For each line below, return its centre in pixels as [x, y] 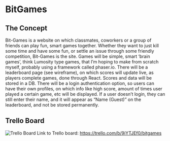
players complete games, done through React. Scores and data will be [79, 78]
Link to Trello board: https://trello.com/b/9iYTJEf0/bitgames [99, 133]
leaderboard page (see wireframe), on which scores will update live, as [79, 73]
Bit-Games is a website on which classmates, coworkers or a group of [78, 40]
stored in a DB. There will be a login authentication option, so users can [80, 83]
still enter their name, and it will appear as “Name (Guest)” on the [73, 99]
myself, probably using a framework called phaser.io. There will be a [77, 67]
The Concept [26, 28]
